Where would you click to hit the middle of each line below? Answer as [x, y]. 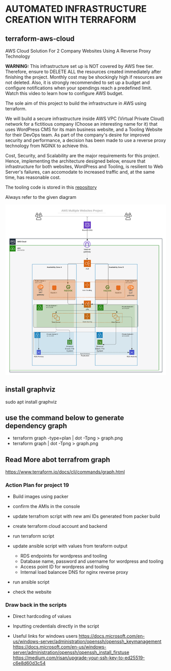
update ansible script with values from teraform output [70, 546]
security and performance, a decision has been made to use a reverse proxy [86, 140]
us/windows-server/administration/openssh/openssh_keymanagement [87, 641]
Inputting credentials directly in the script [56, 626]
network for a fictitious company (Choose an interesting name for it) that [81, 124]
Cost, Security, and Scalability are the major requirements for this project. [82, 156]
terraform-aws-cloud [40, 39]
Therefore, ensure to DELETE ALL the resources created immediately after [83, 72]
